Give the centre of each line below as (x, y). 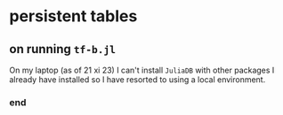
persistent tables (73, 16)
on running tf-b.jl (62, 49)
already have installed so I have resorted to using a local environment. (137, 80)
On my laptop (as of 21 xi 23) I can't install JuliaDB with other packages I (142, 70)
